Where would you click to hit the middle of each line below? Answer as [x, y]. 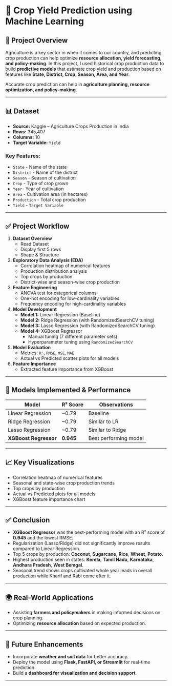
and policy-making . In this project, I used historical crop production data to [85, 63]
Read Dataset [35, 244]
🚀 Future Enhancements [44, 644]
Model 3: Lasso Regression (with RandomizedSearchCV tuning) [88, 326]
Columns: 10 [26, 137]
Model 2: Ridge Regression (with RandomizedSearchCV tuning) [87, 320]
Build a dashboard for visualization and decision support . [75, 673]
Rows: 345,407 [29, 132]
